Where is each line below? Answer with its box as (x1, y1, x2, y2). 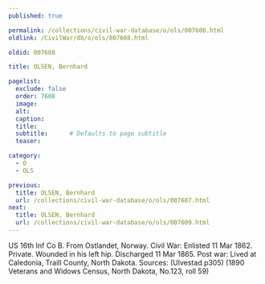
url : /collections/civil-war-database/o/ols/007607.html (15, 196, 210, 204)
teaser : (15, 138, 42, 146)
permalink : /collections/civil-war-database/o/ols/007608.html (8, 26, 225, 35)
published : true (8, 11, 63, 20)
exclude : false (15, 85, 67, 93)
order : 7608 (15, 93, 56, 101)
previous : (8, 181, 42, 189)
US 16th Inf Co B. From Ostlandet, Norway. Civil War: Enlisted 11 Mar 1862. (8, 241, 253, 250)
